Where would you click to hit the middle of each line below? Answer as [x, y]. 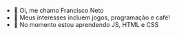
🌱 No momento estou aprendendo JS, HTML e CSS [86, 25]
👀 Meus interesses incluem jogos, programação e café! [92, 17]
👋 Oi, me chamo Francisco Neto [59, 10]
